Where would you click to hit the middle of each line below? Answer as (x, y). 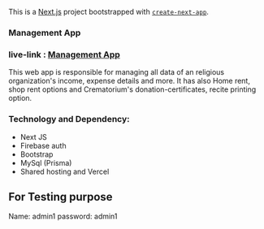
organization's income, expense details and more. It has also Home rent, (129, 81)
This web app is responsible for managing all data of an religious (117, 72)
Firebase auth (43, 145)
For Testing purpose (61, 197)
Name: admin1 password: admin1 (63, 216)
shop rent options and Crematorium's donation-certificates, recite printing (132, 89)
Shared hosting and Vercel (65, 171)
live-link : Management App (64, 54)
